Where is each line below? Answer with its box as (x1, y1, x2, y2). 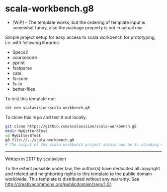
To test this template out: (5, 95, 56, 102)
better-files (12, 86, 36, 92)
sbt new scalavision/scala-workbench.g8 (5, 105, 90, 110)
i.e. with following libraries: (5, 39, 60, 45)
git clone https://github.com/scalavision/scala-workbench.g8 (5, 124, 137, 129)
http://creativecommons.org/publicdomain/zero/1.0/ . (5, 182, 113, 188)
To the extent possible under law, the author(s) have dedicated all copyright (5, 166, 160, 172)
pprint (12, 60, 25, 65)
